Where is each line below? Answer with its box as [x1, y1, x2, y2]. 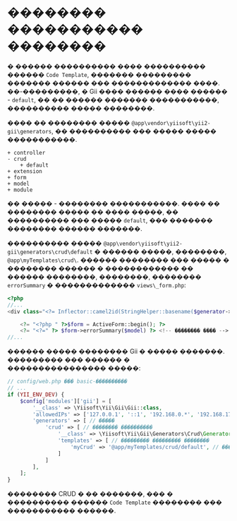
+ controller [7, 149, 46, 156]
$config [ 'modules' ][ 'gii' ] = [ [20, 397, 112, 405]
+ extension [7, 167, 42, 175]
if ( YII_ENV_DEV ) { [7, 391, 65, 398]
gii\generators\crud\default [7, 248, 93, 256]
